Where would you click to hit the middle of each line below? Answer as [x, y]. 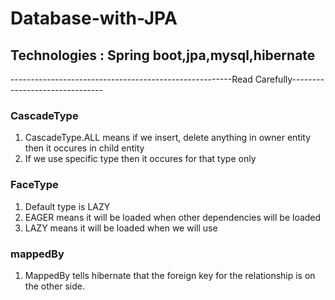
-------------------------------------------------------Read [131, 79]
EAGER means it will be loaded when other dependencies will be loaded [173, 217]
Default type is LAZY [67, 206]
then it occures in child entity [84, 148]
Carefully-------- [289, 79]
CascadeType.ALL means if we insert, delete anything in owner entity [168, 138]
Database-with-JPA [94, 18]
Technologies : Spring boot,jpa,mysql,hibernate [163, 55]
